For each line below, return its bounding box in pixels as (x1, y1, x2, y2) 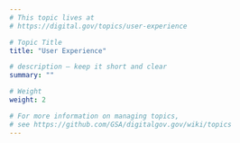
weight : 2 (9, 95, 47, 104)
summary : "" (9, 71, 54, 80)
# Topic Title (9, 38, 63, 47)
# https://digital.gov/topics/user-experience (9, 22, 188, 31)
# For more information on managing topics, (9, 112, 180, 121)
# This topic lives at (9, 13, 95, 22)
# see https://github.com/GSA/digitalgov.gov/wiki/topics (9, 120, 232, 129)
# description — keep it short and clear (9, 62, 168, 72)
